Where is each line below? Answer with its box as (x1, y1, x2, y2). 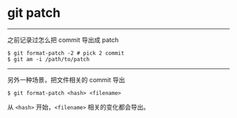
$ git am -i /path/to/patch (7, 55, 90, 63)
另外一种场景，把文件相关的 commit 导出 (7, 75, 126, 84)
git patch (7, 5, 61, 21)
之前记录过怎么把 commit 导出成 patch (7, 35, 119, 44)
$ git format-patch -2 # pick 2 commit (7, 49, 125, 57)
